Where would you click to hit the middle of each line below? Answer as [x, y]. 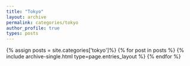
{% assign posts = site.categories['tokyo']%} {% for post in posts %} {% [95, 50]
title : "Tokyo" [25, 11]
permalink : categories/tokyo [42, 22]
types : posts [22, 34]
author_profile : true [33, 28]
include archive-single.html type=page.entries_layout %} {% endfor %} [94, 57]
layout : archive [26, 17]
